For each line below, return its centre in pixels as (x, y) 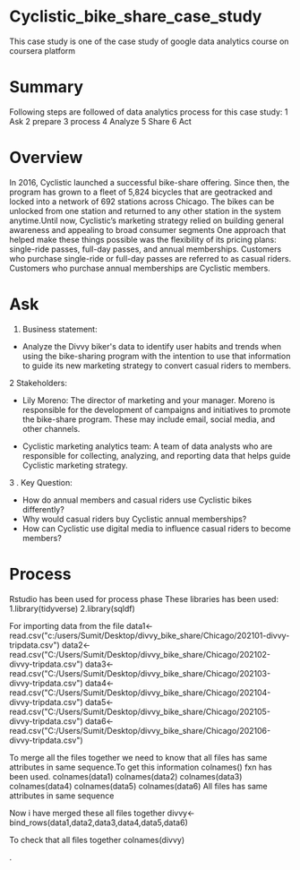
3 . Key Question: (41, 482)
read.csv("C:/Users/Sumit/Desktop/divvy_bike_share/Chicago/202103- (140, 673)
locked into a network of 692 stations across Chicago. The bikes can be (142, 201)
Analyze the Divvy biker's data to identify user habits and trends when (152, 346)
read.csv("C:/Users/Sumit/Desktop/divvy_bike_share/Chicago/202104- (140, 693)
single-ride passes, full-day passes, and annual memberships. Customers (146, 249)
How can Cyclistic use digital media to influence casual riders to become (156, 528)
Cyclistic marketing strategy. (75, 465)
